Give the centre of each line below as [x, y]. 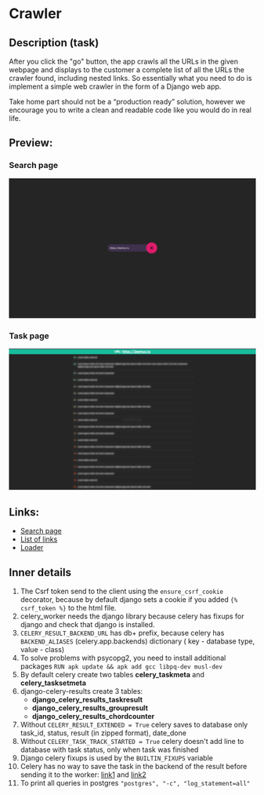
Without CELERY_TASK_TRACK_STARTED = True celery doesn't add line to [132, 741]
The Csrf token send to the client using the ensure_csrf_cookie [122, 591]
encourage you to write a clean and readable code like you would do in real [130, 110]
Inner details [40, 573]
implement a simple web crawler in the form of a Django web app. [115, 86]
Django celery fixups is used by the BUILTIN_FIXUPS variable [117, 758]
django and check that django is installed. [87, 624]
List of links [39, 539]
